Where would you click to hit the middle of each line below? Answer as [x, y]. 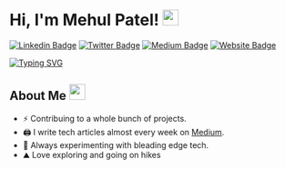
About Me [38, 96]
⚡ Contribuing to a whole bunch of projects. [104, 118]
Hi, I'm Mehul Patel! [84, 20]
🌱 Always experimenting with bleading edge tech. [116, 144]
